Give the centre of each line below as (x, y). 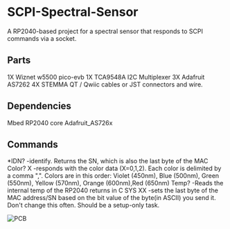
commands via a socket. (42, 38)
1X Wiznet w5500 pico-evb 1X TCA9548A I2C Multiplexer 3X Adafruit (106, 77)
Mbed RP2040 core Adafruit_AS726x (60, 122)
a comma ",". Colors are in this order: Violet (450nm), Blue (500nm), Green (113, 176)
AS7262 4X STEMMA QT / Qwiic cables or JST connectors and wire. (105, 84)
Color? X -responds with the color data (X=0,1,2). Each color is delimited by (114, 168)
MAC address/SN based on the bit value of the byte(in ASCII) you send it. (112, 198)
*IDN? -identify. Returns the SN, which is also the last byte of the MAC (108, 161)
